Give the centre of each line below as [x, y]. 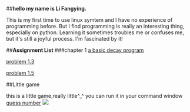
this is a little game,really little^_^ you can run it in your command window [94, 96]
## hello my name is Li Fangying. [46, 9]
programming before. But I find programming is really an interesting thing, [95, 26]
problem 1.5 [20, 73]
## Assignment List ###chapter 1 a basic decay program [75, 50]
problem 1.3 [20, 62]
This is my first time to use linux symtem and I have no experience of [89, 20]
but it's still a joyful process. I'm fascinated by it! [65, 39]
